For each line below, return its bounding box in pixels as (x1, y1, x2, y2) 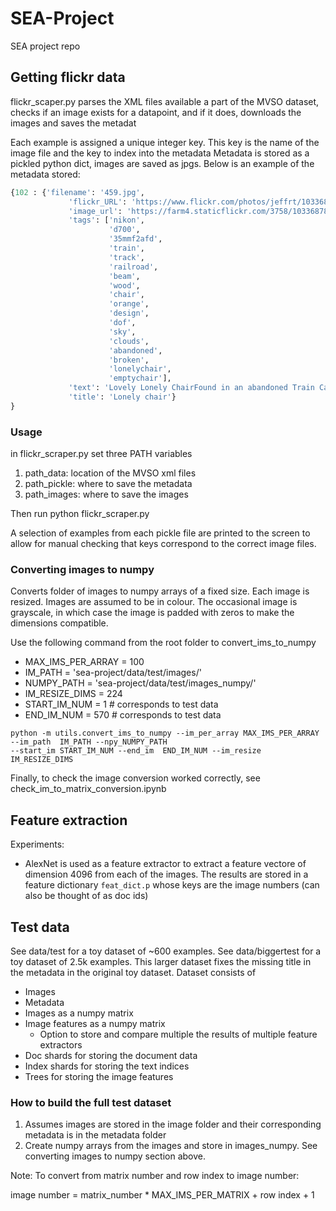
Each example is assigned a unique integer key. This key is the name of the (10, 136, 320, 148)
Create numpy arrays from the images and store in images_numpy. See (24, 1140, 318, 1152)
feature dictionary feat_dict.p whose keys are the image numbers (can (24, 879, 320, 891)
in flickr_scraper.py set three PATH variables (10, 448, 193, 460)
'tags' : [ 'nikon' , (68, 215, 145, 226)
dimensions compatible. (10, 617, 109, 629)
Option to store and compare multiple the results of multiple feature (39, 1028, 318, 1040)
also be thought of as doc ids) (24, 890, 149, 902)
